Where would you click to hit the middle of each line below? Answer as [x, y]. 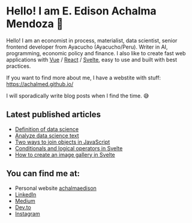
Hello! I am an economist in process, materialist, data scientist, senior [92, 40]
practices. [19, 66]
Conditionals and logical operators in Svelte [69, 148]
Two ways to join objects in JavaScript [62, 142]
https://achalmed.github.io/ [40, 84]
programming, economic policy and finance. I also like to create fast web [96, 53]
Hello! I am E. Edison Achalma [82, 11]
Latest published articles [53, 115]
